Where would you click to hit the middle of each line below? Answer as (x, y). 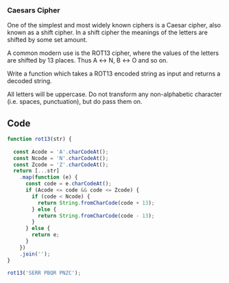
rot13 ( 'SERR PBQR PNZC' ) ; (44, 273)
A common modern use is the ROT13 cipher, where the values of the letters (113, 53)
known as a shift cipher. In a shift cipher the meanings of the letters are (107, 32)
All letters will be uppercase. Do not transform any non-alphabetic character (114, 94)
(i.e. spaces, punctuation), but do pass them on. (75, 102)
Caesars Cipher (34, 10)
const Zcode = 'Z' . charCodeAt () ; (61, 165)
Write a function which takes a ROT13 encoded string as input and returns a (114, 73)
